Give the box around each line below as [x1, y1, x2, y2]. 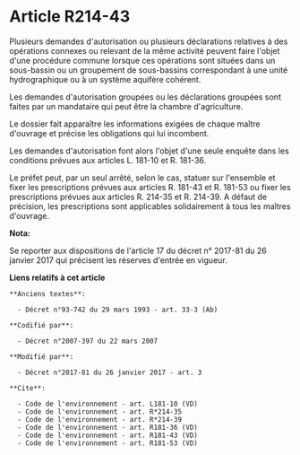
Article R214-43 [9, 6, 131, 27]
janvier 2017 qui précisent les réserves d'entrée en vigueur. [9, 254, 227, 266]
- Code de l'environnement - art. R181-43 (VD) [17, 431, 199, 440]
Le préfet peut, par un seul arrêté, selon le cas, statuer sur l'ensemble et [9, 172, 276, 183]
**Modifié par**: [9, 352, 74, 361]
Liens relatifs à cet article [9, 272, 106, 283]
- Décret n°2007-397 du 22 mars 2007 [17, 337, 159, 346]
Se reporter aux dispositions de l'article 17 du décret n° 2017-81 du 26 [9, 245, 267, 256]
